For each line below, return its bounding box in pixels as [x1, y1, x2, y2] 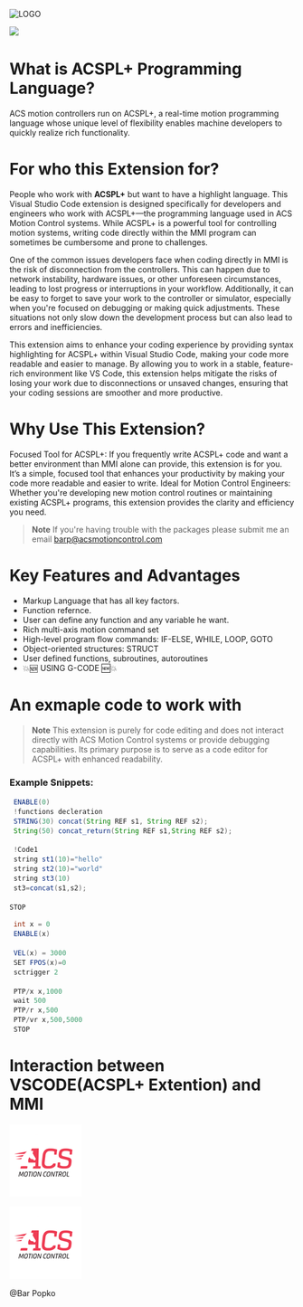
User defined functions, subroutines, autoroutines [22, 652, 209, 664]
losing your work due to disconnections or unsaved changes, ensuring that [9, 377, 289, 388]
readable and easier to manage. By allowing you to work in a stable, [9, 358, 261, 369]
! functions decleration [13, 807, 103, 816]
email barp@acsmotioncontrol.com [31, 534, 163, 545]
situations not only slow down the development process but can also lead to [9, 312, 293, 323]
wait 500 [13, 996, 47, 1006]
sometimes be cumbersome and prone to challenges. [9, 236, 208, 248]
